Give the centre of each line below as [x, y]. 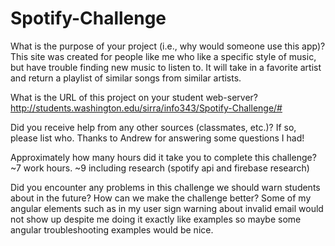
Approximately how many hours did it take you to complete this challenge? [163, 157]
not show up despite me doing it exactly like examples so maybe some [156, 219]
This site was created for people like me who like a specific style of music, [163, 56]
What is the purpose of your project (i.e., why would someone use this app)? [168, 46]
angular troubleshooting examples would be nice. [112, 229]
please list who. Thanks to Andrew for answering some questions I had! [157, 138]
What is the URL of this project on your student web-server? [134, 97]
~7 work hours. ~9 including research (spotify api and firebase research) [160, 168]
